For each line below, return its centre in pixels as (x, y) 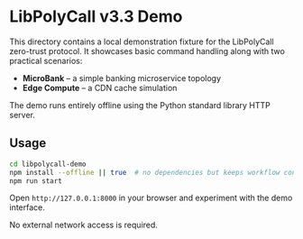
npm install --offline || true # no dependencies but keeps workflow (145, 172)
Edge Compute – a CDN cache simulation (100, 87)
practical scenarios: (46, 60)
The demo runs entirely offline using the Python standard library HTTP (140, 105)
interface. (27, 207)
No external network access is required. (83, 225)
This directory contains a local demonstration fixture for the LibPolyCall (142, 41)
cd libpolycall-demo (48, 164)
